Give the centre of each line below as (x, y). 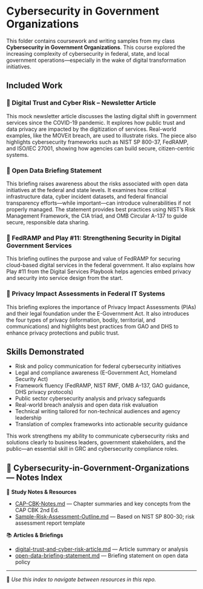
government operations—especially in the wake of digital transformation (96, 60)
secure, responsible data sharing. (48, 222)
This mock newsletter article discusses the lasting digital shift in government (101, 116)
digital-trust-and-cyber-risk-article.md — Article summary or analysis (101, 549)
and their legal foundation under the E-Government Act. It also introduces (98, 313)
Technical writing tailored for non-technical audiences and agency (98, 411)
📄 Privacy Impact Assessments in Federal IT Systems (86, 294)
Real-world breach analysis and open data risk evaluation (86, 405)
